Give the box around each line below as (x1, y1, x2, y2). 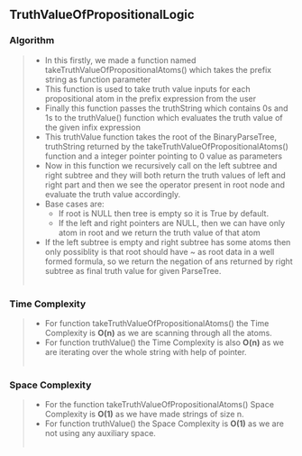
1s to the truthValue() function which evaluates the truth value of (44, 112, 283, 123)
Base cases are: (44, 198, 105, 209)
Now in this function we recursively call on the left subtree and (44, 160, 278, 170)
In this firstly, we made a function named (44, 54, 197, 66)
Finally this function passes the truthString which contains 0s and (44, 103, 288, 114)
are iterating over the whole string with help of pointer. (44, 346, 247, 357)
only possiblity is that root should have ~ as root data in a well (44, 246, 275, 257)
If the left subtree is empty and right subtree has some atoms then (44, 236, 291, 247)
